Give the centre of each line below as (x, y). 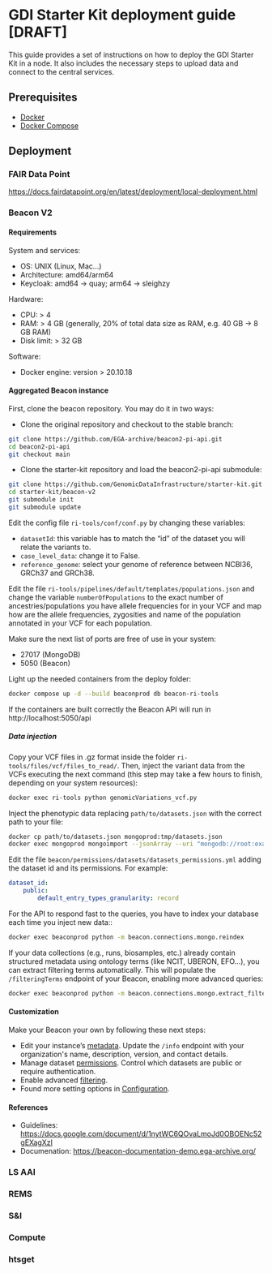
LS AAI (22, 1172)
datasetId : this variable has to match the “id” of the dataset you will (132, 538)
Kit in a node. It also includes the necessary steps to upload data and (123, 63)
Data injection (33, 737)
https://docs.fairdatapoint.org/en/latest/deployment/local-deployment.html (133, 191)
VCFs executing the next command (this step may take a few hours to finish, (136, 774)
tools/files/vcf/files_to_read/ (63, 766)
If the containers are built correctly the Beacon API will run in (110, 709)
